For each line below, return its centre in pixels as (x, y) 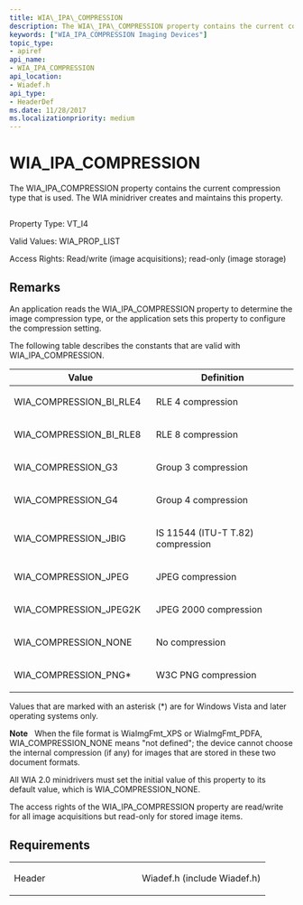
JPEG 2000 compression (210, 610)
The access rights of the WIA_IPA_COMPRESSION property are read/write (147, 807)
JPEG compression (197, 577)
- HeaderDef (32, 102)
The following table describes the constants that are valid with (125, 346)
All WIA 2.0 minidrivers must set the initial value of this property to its (138, 780)
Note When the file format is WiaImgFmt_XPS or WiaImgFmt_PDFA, (136, 733)
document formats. (45, 762)
